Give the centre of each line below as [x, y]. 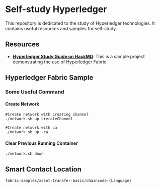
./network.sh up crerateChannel [39, 119]
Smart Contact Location [44, 169]
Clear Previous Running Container [42, 143]
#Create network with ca [31, 128]
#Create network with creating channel [47, 115]
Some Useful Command [35, 92]
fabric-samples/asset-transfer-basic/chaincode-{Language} [68, 181]
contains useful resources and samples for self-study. [61, 28]
